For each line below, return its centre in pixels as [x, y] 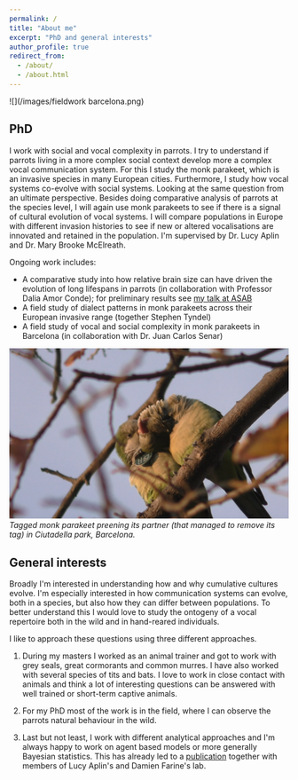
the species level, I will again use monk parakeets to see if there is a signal [145, 207]
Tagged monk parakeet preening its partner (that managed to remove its [142, 525]
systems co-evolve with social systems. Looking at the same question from [146, 188]
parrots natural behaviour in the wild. [89, 721]
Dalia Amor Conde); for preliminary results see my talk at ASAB [137, 298]
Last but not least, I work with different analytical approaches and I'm [148, 737]
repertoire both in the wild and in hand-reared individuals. [114, 622]
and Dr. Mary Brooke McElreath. [67, 245]
